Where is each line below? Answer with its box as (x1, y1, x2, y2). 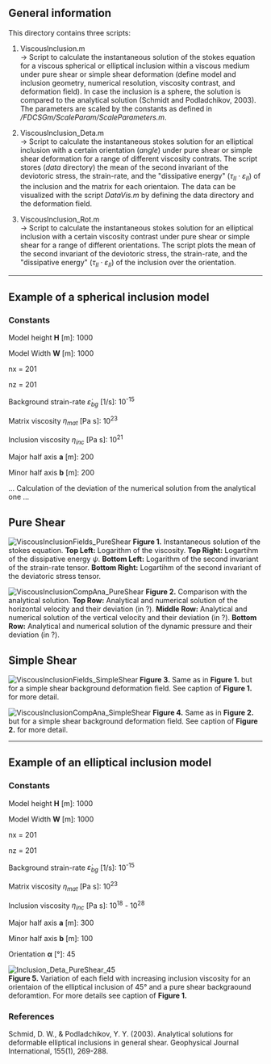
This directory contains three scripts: (8, 27, 131, 37)
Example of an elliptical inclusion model (8, 756, 212, 770)
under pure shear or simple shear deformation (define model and (19, 69, 236, 79)
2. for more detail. (8, 725, 69, 735)
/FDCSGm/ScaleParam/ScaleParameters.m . (19, 112, 167, 122)
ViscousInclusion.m (19, 44, 85, 53)
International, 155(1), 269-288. (8, 1046, 109, 1056)
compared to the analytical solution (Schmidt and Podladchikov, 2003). (19, 95, 256, 104)
